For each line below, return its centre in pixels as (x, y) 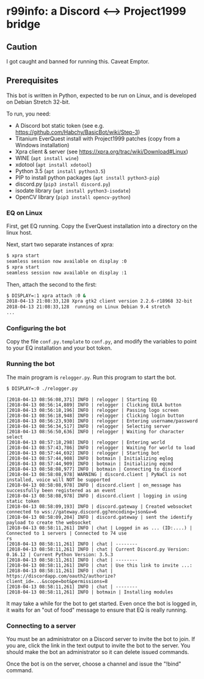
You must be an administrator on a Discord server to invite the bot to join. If (101, 639)
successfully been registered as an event (61, 490)
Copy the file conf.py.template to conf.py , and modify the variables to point (102, 342)
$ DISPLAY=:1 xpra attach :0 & (46, 295)
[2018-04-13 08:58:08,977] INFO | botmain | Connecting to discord (94, 469)
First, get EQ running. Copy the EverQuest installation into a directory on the (102, 226)
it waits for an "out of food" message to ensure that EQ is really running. (97, 610)
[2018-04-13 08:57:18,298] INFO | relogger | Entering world (86, 442)
